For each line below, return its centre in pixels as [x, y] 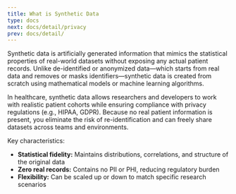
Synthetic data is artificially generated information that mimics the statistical [117, 54]
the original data [41, 162]
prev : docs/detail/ [36, 34]
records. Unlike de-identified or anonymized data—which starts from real [113, 68]
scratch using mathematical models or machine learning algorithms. [106, 84]
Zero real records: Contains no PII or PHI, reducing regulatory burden [118, 169]
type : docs [23, 20]
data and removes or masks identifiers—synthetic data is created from [110, 76]
